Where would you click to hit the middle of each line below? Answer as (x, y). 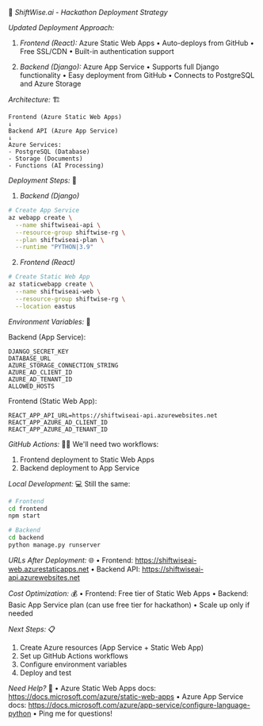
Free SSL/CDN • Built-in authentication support (97, 51)
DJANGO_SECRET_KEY (38, 351)
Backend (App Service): (47, 336)
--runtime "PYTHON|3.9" (54, 247)
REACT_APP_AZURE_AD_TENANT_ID (58, 429)
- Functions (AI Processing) (56, 166)
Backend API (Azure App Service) (63, 131)
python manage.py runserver (55, 545)
